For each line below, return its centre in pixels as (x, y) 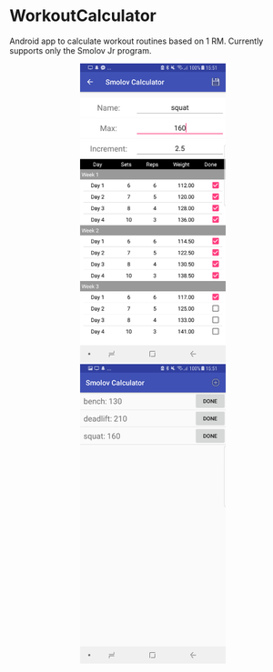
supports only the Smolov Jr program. (81, 50)
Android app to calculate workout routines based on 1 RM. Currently (136, 41)
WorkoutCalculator (83, 16)
